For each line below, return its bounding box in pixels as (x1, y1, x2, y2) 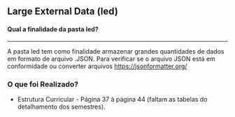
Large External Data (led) (7, 6, 119, 17)
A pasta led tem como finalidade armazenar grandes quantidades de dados (7, 47, 225, 55)
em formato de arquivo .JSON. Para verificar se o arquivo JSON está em (7, 54, 215, 63)
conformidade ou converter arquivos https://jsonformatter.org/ (7, 62, 187, 70)
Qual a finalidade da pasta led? (7, 24, 99, 33)
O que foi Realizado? (7, 79, 79, 89)
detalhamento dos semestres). (17, 102, 106, 111)
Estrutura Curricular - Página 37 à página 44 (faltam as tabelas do (17, 95, 208, 103)
